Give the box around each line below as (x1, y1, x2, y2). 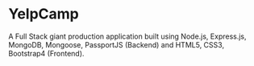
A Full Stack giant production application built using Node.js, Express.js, (8, 31, 248, 41)
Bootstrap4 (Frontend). (8, 48, 85, 58)
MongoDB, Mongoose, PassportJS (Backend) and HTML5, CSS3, (8, 39, 224, 49)
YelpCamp (8, 5, 79, 23)
